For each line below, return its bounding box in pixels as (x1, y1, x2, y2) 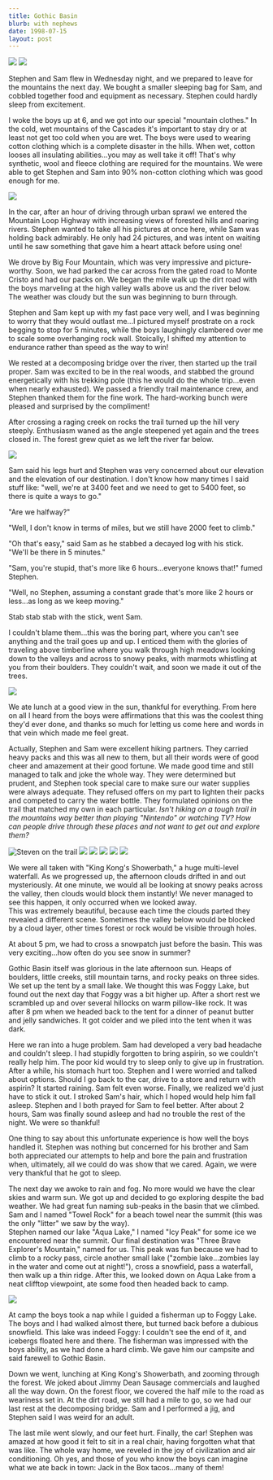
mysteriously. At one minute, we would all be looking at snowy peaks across (8, 880, 263, 890)
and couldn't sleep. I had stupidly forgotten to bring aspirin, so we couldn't (8, 1049, 258, 1058)
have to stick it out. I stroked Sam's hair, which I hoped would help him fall (8, 1092, 256, 1101)
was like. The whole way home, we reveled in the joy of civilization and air (8, 1446, 256, 1456)
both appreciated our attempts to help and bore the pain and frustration (8, 1151, 248, 1161)
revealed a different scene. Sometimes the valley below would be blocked (8, 915, 256, 925)
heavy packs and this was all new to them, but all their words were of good (8, 752, 259, 762)
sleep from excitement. (8, 99, 85, 110)
